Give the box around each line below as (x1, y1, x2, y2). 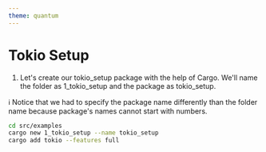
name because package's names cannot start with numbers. (8, 106, 208, 116)
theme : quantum (8, 11, 59, 20)
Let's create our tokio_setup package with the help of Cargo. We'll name (19, 73, 258, 82)
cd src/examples (8, 122, 62, 130)
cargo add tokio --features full (8, 137, 120, 145)
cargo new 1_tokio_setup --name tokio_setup (8, 129, 159, 137)
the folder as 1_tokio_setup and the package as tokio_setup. (19, 81, 216, 90)
